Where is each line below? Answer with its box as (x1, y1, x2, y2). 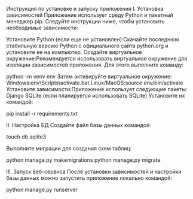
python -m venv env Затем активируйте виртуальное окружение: (6, 73, 172, 80)
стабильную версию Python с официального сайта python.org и (6, 42, 169, 49)
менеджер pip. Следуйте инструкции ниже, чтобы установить (6, 18, 165, 25)
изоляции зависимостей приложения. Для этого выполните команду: (6, 61, 184, 68)
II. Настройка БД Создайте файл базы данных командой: (6, 122, 151, 128)
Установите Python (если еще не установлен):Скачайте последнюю (6, 36, 180, 43)
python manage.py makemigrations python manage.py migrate (6, 156, 161, 164)
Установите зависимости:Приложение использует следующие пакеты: (6, 86, 188, 92)
